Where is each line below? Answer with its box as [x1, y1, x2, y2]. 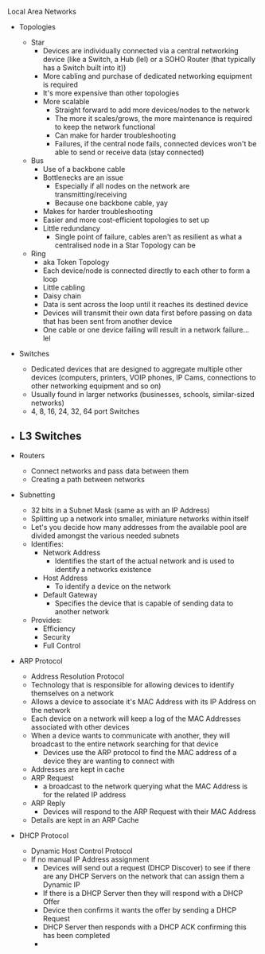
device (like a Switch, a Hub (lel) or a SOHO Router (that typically [42, 55, 256, 64]
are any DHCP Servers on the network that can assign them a [42, 871, 244, 881]
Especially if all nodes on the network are [54, 181, 190, 190]
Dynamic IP [42, 879, 80, 890]
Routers [18, 450, 45, 460]
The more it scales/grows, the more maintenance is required [54, 114, 252, 123]
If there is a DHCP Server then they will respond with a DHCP [42, 888, 244, 898]
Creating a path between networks [30, 474, 145, 484]
